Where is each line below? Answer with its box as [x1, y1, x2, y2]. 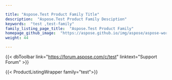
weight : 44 [5, 35, 29, 41]
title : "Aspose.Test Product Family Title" [5, 12, 100, 17]
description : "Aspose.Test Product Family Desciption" [5, 16, 127, 22]
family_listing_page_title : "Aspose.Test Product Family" [5, 26, 134, 31]
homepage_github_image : [5, 31, 56, 36]
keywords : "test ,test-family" [5, 21, 74, 26]
